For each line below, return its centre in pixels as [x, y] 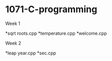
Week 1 [13, 23]
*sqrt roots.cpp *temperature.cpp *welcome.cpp [56, 33]
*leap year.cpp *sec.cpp [31, 53]
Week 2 [13, 43]
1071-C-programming [51, 9]
